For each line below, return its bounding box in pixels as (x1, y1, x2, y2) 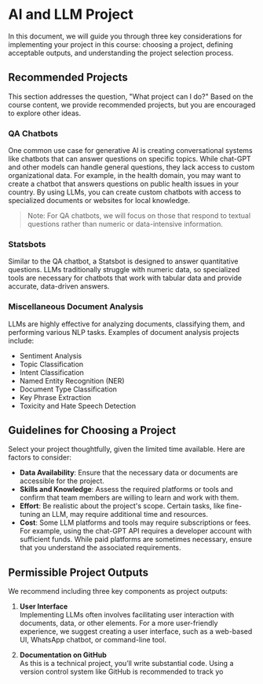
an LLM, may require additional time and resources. (42, 510, 209, 519)
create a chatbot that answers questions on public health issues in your (8, 179, 239, 189)
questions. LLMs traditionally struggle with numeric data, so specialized (8, 265, 240, 275)
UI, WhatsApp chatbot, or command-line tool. (19, 635, 167, 645)
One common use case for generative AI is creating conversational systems (8, 146, 253, 155)
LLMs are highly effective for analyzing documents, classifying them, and (8, 319, 245, 329)
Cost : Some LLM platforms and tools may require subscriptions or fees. (19, 518, 251, 527)
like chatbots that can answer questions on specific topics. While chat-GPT (8, 155, 251, 164)
